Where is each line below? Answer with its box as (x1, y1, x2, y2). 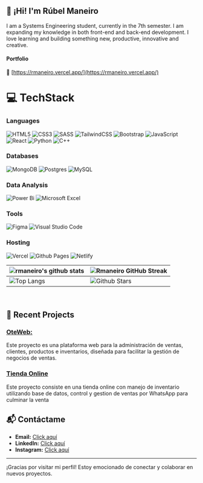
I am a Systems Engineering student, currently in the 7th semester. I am (6, 22, 184, 29)
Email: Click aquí (14, 433, 57, 441)
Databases (6, 152, 39, 160)
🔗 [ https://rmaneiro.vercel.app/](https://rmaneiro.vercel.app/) (6, 69, 159, 76)
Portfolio (6, 55, 29, 62)
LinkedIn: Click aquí (14, 439, 65, 447)
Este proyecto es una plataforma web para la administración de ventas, (6, 342, 183, 349)
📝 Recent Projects (6, 310, 74, 320)
